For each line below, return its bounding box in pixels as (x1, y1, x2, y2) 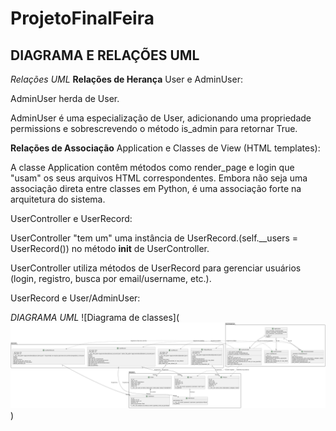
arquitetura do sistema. (10, 193, 106, 205)
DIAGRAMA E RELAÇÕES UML (10, 47, 200, 64)
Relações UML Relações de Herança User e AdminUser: (10, 73, 243, 85)
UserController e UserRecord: (10, 213, 133, 224)
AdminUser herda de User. (10, 93, 120, 104)
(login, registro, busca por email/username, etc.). (10, 273, 212, 284)
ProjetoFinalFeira (10, 7, 155, 30)
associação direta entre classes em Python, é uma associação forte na (10, 183, 302, 194)
